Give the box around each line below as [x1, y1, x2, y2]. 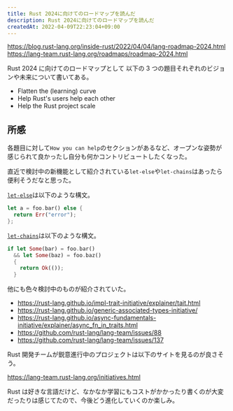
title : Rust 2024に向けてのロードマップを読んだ [7, 10, 136, 17]
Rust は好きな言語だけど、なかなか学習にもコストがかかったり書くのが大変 [7, 387, 224, 396]
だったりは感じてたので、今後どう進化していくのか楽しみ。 [7, 396, 179, 405]
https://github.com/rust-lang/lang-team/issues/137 [17, 336, 164, 345]
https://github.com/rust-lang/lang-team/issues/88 [17, 329, 162, 337]
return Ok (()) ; [20, 265, 64, 272]
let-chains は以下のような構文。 [7, 231, 100, 240]
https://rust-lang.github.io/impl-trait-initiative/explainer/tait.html [17, 298, 201, 308]
